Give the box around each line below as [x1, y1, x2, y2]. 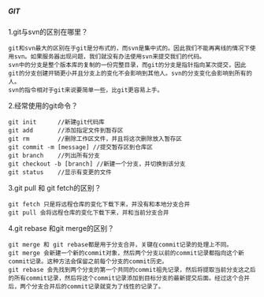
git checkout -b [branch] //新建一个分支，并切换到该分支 [8, 160, 186, 168]
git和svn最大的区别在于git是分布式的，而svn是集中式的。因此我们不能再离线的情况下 [8, 44, 251, 52]
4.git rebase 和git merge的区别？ [8, 223, 115, 232]
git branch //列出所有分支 [8, 151, 100, 159]
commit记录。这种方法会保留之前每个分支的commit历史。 [8, 257, 168, 265]
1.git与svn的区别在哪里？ [8, 27, 88, 36]
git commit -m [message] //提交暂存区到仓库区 [8, 143, 154, 151]
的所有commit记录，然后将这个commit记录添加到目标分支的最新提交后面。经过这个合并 [8, 274, 251, 282]
